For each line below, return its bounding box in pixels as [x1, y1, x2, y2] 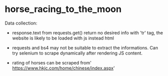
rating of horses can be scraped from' [12, 59, 92, 65]
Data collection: [5, 20, 37, 26]
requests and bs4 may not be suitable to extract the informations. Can [12, 44, 158, 50]
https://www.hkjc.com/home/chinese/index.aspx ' [12, 65, 115, 71]
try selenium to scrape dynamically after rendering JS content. [12, 50, 143, 56]
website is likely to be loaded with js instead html [12, 35, 114, 41]
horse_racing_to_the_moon [5, 3, 122, 15]
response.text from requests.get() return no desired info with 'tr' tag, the [12, 29, 163, 35]
